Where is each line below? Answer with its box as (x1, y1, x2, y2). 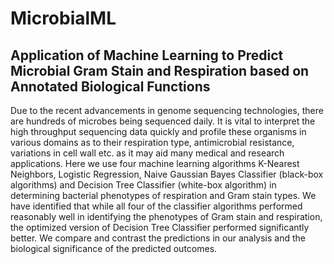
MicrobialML (10, 7, 117, 30)
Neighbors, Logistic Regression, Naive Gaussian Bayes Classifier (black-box (10, 168, 324, 180)
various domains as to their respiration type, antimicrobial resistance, (10, 137, 295, 148)
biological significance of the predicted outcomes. (10, 243, 218, 254)
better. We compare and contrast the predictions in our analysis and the (10, 232, 306, 244)
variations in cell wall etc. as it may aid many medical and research (10, 147, 285, 159)
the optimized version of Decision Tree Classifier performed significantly (10, 222, 310, 233)
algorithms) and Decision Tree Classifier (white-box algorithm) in (10, 179, 277, 191)
